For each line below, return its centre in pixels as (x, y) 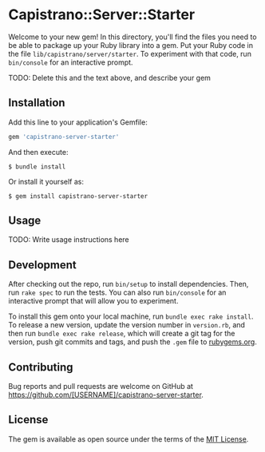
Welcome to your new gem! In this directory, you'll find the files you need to (132, 37)
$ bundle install (37, 167)
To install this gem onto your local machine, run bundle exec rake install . (131, 316)
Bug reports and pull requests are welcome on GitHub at (101, 387)
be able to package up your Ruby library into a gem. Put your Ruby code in (131, 45)
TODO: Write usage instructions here (69, 240)
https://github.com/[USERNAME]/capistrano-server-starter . (106, 395)
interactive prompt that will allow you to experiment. (93, 301)
